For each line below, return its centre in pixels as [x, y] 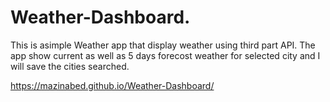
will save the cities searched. [70, 66]
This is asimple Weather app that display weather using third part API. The [163, 45]
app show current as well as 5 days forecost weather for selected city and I [165, 55]
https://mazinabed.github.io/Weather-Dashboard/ [112, 85]
